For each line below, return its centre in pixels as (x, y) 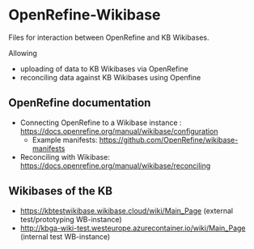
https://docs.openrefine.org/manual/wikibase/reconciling (115, 165)
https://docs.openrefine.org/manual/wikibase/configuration (119, 131)
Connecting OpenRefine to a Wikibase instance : (101, 122)
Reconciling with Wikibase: (65, 157)
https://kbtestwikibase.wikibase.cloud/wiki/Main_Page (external (127, 210)
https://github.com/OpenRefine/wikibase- (169, 140)
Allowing (23, 53)
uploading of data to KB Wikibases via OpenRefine (104, 69)
